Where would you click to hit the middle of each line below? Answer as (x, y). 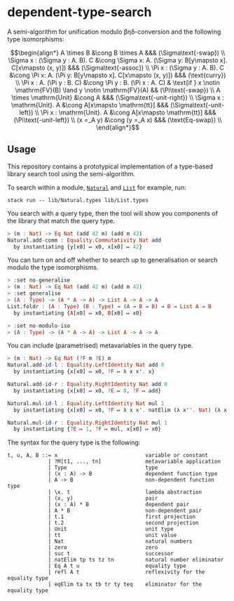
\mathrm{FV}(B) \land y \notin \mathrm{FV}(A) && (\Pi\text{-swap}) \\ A (118, 90)
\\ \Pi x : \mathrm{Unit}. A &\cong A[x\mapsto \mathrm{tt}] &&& (125, 112)
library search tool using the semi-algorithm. (71, 173)
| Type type (103, 468)
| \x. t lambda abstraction (125, 492)
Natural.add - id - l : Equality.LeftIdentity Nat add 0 (86, 365)
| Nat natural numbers (120, 541)
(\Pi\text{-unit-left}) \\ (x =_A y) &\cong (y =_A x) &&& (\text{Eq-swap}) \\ (118, 119)
